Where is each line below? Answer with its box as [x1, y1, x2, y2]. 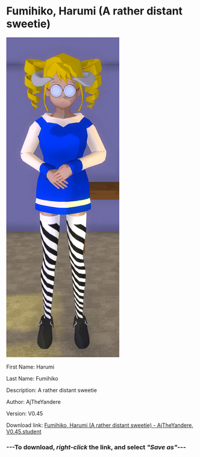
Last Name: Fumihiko [6, 375, 58, 382]
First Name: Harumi [6, 363, 55, 370]
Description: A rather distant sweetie [6, 387, 98, 394]
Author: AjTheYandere [6, 398, 61, 405]
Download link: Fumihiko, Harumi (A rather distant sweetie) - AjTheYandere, [6, 421, 194, 429]
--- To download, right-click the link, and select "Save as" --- [6, 443, 187, 451]
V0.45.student [6, 427, 42, 435]
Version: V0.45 [6, 409, 43, 417]
